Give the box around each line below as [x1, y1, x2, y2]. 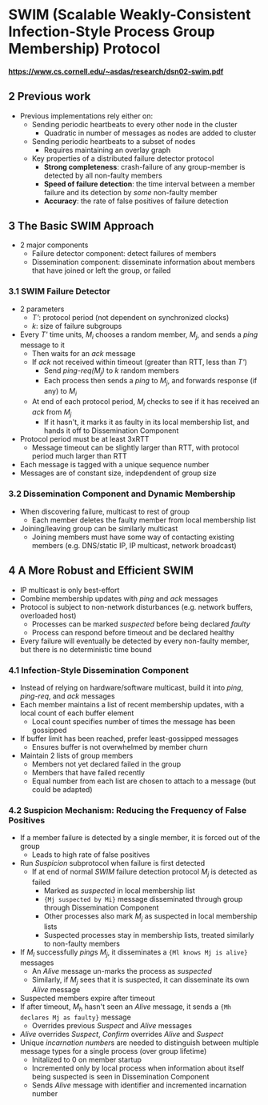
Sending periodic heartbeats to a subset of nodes [31, 136, 196, 146]
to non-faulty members [43, 939, 120, 948]
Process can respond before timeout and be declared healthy [31, 627, 234, 637]
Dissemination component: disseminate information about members [31, 258, 256, 267]
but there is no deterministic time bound [19, 644, 152, 654]
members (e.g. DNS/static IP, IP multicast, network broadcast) [31, 540, 238, 550]
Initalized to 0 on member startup [31, 1055, 142, 1065]
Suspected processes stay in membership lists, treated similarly [43, 930, 254, 939]
